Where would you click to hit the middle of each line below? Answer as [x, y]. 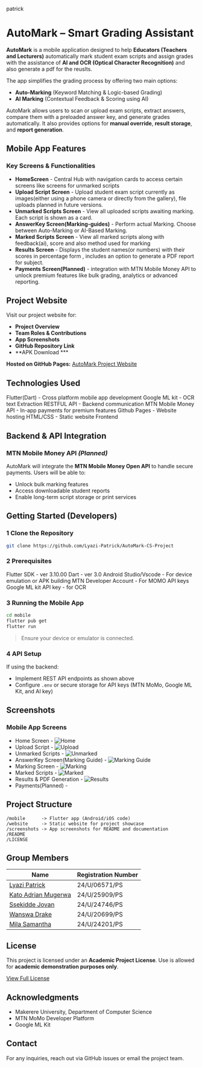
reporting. [27, 281]
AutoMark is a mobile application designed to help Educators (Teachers [97, 49]
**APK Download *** [42, 352]
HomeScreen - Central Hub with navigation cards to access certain [99, 179]
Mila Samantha [30, 924]
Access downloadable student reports [62, 491]
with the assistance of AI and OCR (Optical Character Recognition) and [96, 62]
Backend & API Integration [56, 436]
